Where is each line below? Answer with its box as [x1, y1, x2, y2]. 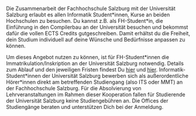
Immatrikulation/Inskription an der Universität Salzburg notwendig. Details [6, 60, 184, 67]
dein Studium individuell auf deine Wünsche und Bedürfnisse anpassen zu [6, 36, 185, 43]
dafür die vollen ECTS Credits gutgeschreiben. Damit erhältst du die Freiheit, [6, 30, 190, 37]
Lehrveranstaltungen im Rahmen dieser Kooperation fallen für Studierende [6, 91, 185, 98]
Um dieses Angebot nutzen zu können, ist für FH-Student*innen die [6, 54, 170, 60]
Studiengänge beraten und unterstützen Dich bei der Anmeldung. [6, 104, 164, 110]
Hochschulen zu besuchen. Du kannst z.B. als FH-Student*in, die [6, 18, 163, 24]
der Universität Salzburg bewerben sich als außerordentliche [42, 73, 189, 79]
